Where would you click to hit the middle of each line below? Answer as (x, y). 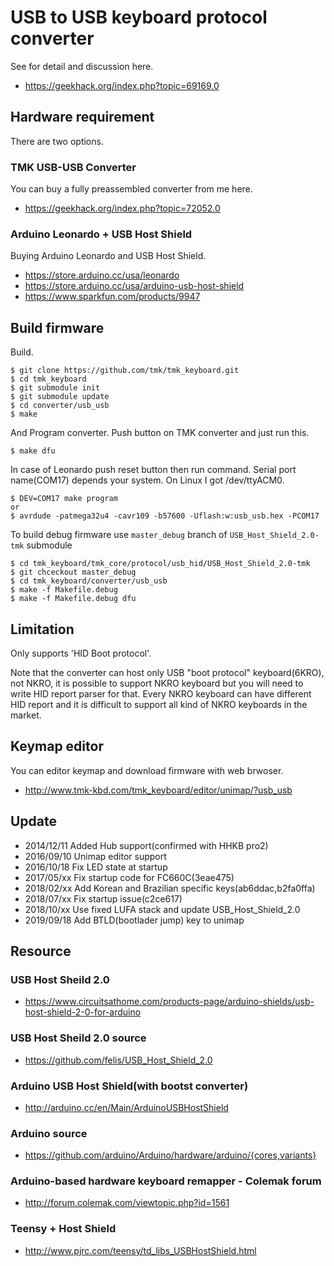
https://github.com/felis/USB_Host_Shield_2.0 (118, 1060)
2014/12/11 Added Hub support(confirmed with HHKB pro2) (146, 845)
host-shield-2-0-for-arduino (83, 1012)
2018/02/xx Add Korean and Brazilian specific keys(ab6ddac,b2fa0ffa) (170, 888)
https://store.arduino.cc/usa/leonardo (102, 275)
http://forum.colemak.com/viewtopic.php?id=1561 (127, 1203)
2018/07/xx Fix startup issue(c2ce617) (103, 898)
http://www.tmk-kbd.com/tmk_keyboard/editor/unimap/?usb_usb (158, 790)
